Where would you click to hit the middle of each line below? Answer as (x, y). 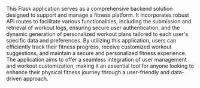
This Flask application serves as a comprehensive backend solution (90, 9)
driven (14, 78)
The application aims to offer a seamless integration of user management (96, 60)
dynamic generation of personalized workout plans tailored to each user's (97, 34)
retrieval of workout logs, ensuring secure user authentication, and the (93, 28)
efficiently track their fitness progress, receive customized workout (89, 47)
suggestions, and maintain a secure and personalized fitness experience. (96, 53)
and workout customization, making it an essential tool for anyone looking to (100, 66)
